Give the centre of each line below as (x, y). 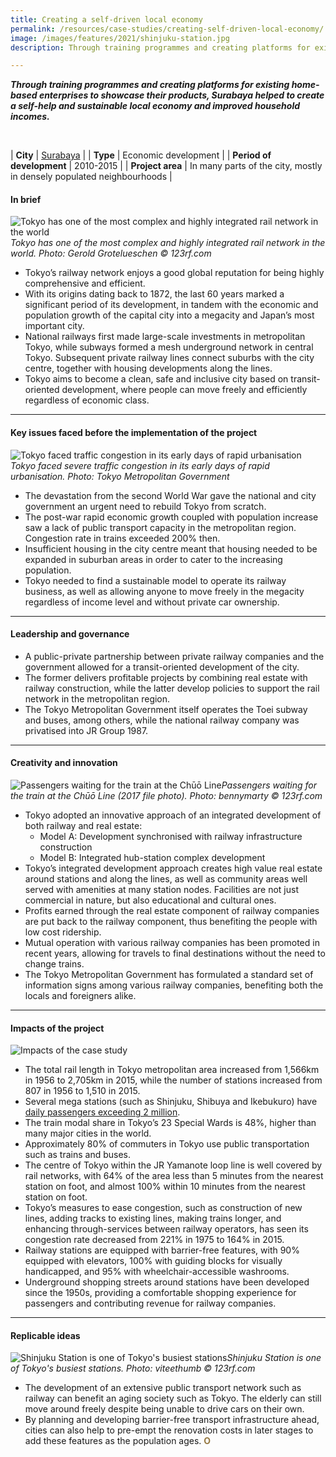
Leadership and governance (70, 634)
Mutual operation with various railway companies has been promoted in (172, 943)
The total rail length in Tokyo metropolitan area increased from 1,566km (172, 1070)
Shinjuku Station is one (274, 1358)
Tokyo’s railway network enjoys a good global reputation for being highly (174, 273)
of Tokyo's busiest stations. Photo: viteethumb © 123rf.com (133, 1368)
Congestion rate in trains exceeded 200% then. (122, 538)
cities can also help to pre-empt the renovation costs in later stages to (169, 1430)
